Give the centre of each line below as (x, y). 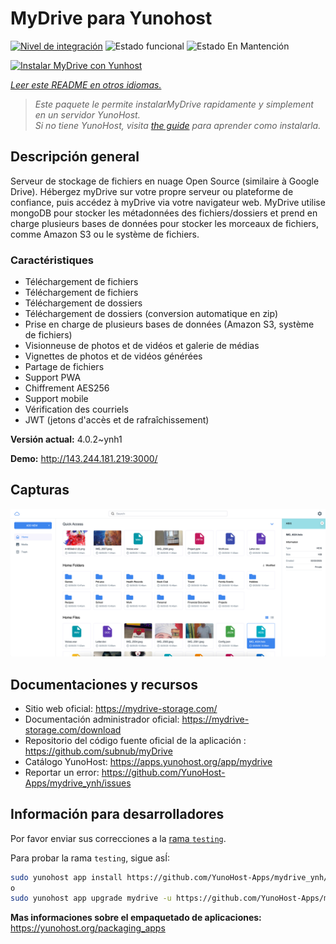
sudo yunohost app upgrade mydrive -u (91, 898)
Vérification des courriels (76, 409)
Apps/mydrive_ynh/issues (78, 783)
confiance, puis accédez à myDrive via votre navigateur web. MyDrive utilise (168, 202)
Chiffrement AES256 (67, 388)
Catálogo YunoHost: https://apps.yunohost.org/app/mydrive (148, 761)
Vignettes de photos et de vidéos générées (113, 356)
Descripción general (75, 157)
